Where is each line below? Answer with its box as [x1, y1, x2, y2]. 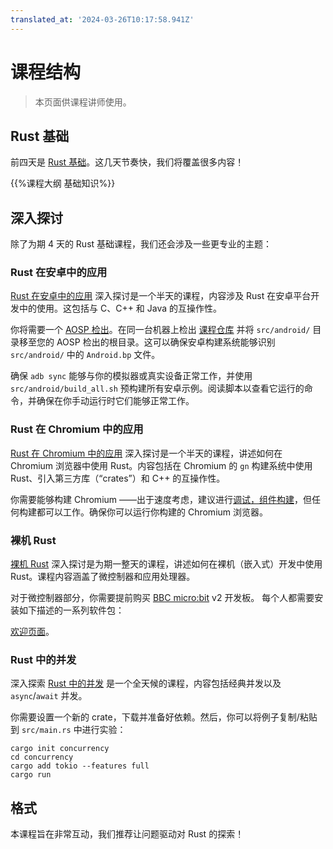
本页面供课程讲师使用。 [34, 96, 132, 108]
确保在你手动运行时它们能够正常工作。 [36, 395, 195, 407]
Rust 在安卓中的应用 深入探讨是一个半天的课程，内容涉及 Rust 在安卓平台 [10, 290, 312, 302]
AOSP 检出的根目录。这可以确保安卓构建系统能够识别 [56, 336, 276, 348]
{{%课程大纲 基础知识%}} [10, 177, 116, 190]
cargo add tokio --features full [10, 761, 150, 771]
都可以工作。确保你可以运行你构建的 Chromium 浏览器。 [36, 506, 269, 518]
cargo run [10, 770, 52, 780]
